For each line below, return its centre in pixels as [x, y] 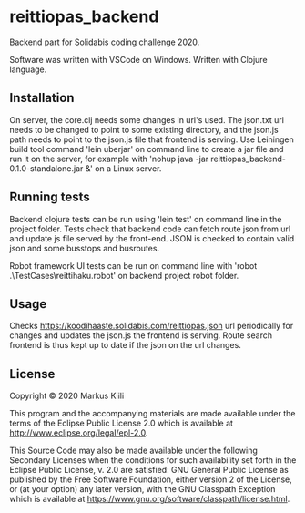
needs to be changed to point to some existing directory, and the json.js [144, 129]
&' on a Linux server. [123, 168]
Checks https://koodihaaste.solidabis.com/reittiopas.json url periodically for [152, 326]
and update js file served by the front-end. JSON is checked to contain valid [152, 238]
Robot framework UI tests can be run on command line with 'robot [133, 265]
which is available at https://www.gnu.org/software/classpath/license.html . [150, 499]
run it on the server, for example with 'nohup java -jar [109, 159]
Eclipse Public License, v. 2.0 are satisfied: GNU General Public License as [149, 470]
